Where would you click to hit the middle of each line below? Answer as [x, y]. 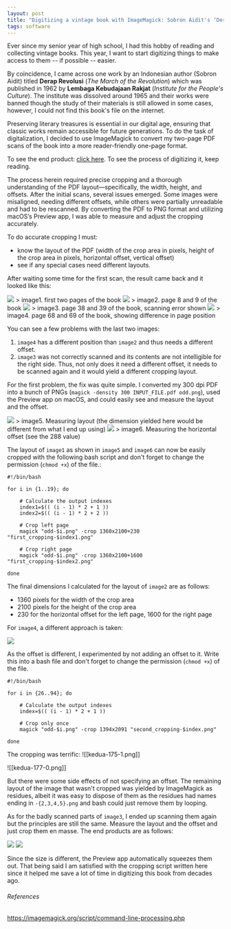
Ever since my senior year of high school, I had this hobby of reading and [111, 46]
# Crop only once [44, 724]
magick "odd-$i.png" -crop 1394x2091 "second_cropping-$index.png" [118, 730]
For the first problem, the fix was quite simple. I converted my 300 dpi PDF [113, 385]
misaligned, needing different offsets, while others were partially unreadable [115, 202]
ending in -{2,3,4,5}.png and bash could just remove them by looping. [107, 803]
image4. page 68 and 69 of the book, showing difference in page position [111, 316]
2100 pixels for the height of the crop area [76, 607]
